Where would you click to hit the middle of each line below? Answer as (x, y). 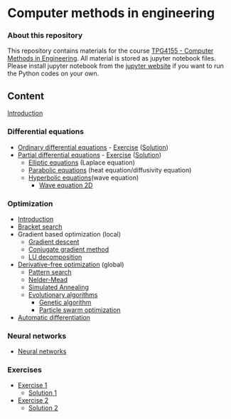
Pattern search (50, 271)
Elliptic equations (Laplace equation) (81, 162)
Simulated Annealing (58, 287)
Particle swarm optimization (80, 310)
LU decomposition (55, 257)
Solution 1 (42, 393)
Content (26, 96)
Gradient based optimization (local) (69, 234)
